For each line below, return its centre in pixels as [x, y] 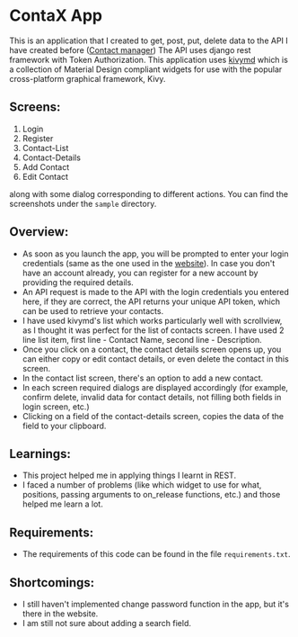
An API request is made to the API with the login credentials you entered [155, 292]
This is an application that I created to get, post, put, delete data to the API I [149, 40]
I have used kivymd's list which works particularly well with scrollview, [152, 320]
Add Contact [46, 166]
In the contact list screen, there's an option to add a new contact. [143, 378]
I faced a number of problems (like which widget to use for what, [142, 485]
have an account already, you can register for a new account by [140, 273]
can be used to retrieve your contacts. [93, 310]
